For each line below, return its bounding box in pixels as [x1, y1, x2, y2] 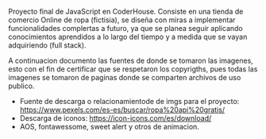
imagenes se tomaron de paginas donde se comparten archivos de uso [8, 73, 241, 82]
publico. [8, 81, 35, 91]
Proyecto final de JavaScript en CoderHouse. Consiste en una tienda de [8, 7, 244, 16]
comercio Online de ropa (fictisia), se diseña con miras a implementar [8, 15, 236, 25]
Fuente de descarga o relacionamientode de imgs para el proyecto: [19, 97, 240, 106]
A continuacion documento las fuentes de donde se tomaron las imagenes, [8, 56, 254, 65]
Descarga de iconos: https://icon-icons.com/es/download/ [19, 114, 212, 122]
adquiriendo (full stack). [8, 41, 87, 50]
